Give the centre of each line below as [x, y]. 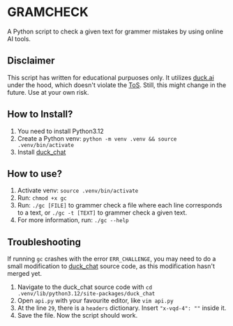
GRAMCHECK [48, 12]
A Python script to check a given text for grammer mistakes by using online [115, 31]
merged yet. [25, 274]
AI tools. [19, 38]
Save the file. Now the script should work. [77, 316]
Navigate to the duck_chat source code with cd [84, 287]
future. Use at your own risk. [48, 92]
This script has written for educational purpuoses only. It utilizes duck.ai [111, 77]
